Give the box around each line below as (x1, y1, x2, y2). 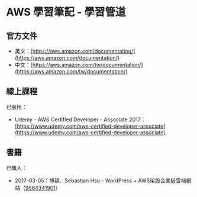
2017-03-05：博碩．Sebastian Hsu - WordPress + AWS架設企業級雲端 (14, 177, 186, 184)
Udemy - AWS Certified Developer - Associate (14, 116, 128, 123)
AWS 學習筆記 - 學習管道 (6, 5, 126, 19)
